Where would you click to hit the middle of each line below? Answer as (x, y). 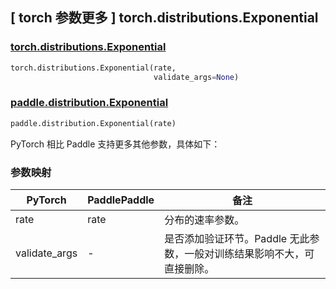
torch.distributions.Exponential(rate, (93, 68)
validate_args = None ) (196, 77)
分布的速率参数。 (204, 220)
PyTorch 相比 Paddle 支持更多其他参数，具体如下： (115, 144)
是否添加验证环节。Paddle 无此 (237, 238)
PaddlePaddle (121, 200)
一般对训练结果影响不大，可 (249, 253)
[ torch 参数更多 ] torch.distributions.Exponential (164, 18)
